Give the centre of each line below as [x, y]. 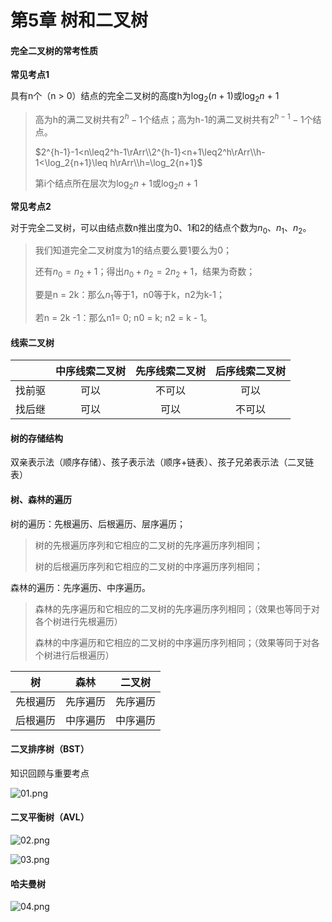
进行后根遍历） [83, 655]
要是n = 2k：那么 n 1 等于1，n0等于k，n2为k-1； [129, 296]
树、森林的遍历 [41, 500]
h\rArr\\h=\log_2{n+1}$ [156, 162]
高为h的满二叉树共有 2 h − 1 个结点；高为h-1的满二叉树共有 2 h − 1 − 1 [169, 118]
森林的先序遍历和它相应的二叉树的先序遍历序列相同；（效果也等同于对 [177, 608]
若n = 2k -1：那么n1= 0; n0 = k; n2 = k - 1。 [123, 318]
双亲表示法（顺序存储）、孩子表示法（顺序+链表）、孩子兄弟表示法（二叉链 [162, 462]
